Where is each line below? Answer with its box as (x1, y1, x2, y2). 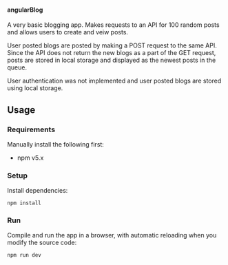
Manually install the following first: (7, 140, 105, 148)
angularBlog (7, 6, 43, 14)
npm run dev (7, 252, 41, 259)
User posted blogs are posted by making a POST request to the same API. (7, 41, 217, 50)
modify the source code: (7, 238, 77, 247)
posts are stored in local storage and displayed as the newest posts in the (7, 56, 216, 65)
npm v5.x (17, 153, 44, 162)
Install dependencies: (7, 187, 68, 195)
